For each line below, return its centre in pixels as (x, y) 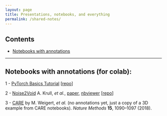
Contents (20, 39)
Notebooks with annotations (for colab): (68, 71)
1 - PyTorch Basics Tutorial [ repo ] (39, 83)
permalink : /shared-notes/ (33, 19)
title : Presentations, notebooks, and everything (58, 14)
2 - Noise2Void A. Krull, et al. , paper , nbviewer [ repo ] (59, 93)
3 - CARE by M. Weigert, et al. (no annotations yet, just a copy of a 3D (77, 103)
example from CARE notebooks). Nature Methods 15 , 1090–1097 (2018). (79, 108)
